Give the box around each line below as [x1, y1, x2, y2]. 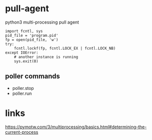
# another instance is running [14, 55, 78, 59]
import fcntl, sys [5, 28, 43, 33]
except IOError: [5, 50, 38, 55]
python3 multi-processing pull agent [5, 19, 79, 25]
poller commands [5, 72, 60, 81]
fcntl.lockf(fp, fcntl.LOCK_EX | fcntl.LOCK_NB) [14, 46, 116, 51]
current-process [5, 129, 38, 135]
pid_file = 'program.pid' [5, 33, 58, 38]
